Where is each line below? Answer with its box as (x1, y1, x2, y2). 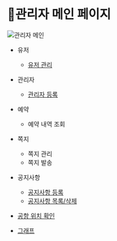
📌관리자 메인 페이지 (7, 6, 111, 22)
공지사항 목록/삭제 (27, 196, 77, 205)
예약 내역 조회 (27, 119, 65, 128)
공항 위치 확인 (17, 211, 55, 220)
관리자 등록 (27, 90, 58, 98)
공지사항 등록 (27, 188, 64, 196)
